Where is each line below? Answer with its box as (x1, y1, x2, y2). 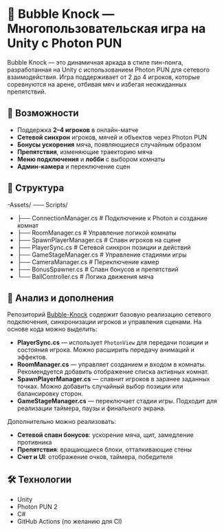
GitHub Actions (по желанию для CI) (16, 518, 122, 526)
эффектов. (16, 353, 48, 361)
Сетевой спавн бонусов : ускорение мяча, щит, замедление (16, 431, 194, 439)
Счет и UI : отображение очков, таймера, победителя (16, 453, 173, 461)
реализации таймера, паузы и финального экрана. (16, 404, 166, 412)
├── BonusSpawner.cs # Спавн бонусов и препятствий (16, 265, 179, 273)
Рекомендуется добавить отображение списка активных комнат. (16, 368, 210, 376)
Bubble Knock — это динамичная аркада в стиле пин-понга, (7, 58, 183, 66)
